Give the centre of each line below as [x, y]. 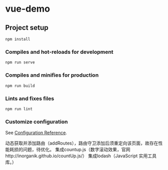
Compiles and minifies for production [52, 75]
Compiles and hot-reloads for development [59, 52]
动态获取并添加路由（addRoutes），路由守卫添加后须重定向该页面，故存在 [82, 143]
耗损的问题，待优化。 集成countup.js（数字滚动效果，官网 [70, 150]
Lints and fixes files [30, 98]
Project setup [27, 28]
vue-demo [28, 9]
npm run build [20, 86]
